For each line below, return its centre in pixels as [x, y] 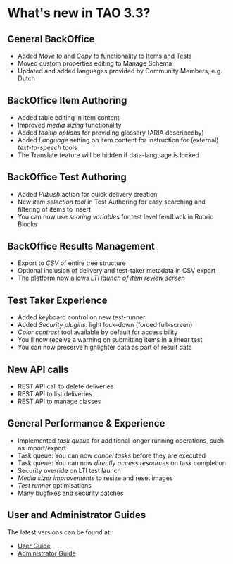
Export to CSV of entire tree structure [71, 263]
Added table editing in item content [68, 117]
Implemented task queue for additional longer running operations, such [121, 440]
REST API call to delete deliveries [65, 386]
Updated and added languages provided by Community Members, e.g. [120, 71]
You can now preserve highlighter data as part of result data [105, 348]
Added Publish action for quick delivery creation [87, 194]
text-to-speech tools [47, 147]
